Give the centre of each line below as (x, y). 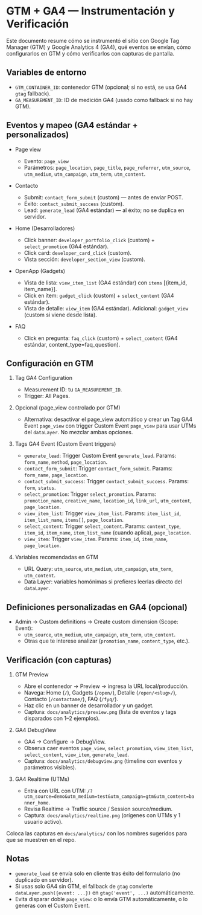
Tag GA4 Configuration (44, 378)
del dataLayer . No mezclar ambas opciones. (78, 432)
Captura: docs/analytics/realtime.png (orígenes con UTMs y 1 (102, 815)
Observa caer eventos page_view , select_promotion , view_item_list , (109, 748)
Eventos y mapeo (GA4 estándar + (72, 125)
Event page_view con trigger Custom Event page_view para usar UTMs (110, 426)
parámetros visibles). (50, 767)
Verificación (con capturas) (59, 660)
